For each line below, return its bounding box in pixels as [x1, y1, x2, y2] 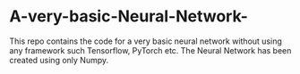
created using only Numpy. [9, 54, 109, 65]
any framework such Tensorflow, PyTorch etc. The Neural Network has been [9, 45, 292, 55]
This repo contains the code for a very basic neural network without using [9, 36, 282, 46]
